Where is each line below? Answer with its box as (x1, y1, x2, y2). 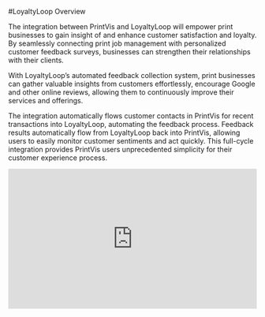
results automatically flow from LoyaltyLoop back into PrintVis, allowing (8, 128, 241, 137)
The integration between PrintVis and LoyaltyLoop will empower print (8, 22, 233, 31)
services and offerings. (8, 96, 84, 105)
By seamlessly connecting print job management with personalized (8, 39, 226, 48)
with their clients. (8, 55, 65, 65)
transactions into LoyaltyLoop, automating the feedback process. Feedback (8, 120, 254, 129)
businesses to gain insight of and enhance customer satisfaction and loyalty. (8, 31, 257, 39)
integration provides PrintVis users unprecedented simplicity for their (8, 145, 233, 154)
